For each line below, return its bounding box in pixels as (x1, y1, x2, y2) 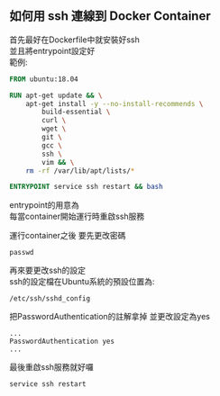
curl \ (41, 116, 67, 125)
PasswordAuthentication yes (9, 337, 115, 346)
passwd (9, 248, 34, 257)
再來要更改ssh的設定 (9, 265, 87, 276)
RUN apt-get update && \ (9, 91, 103, 100)
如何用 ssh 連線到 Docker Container (9, 8, 211, 24)
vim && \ (41, 157, 75, 166)
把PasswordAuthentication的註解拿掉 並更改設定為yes (9, 311, 210, 322)
